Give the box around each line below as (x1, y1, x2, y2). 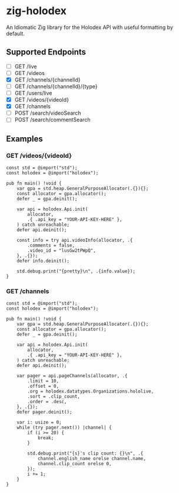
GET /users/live (14, 90, 52, 96)
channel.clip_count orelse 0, (37, 461, 112, 467)
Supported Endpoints (6, 47, 87, 57)
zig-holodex (6, 4, 67, 18)
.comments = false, (27, 242, 75, 248)
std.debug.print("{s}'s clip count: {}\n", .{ (27, 450, 144, 456)
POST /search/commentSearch (14, 116, 91, 124)
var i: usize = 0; (16, 420, 62, 426)
